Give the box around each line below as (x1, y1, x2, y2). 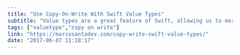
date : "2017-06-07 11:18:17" (7, 37, 94, 44)
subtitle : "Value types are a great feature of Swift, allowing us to (7, 17, 222, 24)
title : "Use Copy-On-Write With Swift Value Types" (7, 10, 164, 18)
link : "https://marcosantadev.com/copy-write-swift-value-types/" (7, 30, 209, 38)
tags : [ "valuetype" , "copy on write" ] (7, 24, 120, 31)
